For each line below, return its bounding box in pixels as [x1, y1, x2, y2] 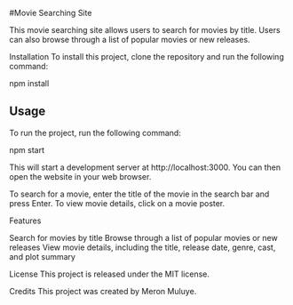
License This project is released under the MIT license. [9, 269, 210, 279]
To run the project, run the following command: [9, 127, 182, 138]
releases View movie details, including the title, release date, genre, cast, [9, 242, 276, 253]
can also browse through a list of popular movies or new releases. [9, 35, 250, 44]
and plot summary [9, 251, 75, 261]
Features [9, 215, 42, 226]
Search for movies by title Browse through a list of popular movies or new [9, 232, 278, 243]
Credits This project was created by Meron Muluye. [9, 285, 197, 296]
